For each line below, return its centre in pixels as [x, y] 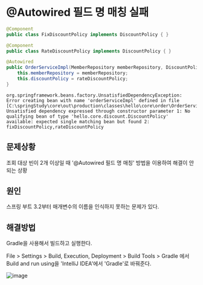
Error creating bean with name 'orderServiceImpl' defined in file [93, 100]
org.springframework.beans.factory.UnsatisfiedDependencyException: [94, 95]
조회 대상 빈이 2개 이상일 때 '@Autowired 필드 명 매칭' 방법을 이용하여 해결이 [97, 162]
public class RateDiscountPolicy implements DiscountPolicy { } [89, 51]
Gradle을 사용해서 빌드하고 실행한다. [49, 243]
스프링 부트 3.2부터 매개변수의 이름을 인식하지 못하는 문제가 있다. [83, 207]
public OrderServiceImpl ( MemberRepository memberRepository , [85, 68]
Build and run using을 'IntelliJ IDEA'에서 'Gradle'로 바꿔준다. [79, 264]
